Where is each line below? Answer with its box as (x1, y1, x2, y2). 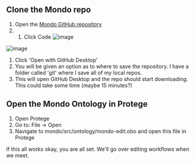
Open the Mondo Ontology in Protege (6, 99, 148, 109)
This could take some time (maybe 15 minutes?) (14, 82, 133, 89)
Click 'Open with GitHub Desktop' (14, 56, 98, 63)
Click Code (23, 33, 51, 41)
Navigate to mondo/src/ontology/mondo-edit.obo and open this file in (14, 128, 187, 135)
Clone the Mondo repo (6, 5, 92, 15)
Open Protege (14, 115, 50, 122)
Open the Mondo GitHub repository (14, 20, 102, 27)
